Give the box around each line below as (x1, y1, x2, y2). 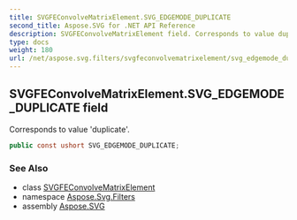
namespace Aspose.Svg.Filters (21, 191, 135, 201)
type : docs (9, 37, 49, 47)
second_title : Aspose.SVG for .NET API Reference (9, 21, 196, 30)
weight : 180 (9, 46, 53, 55)
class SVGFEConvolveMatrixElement (21, 182, 156, 193)
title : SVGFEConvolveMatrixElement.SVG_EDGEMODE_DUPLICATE (9, 12, 232, 22)
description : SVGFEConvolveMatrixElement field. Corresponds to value (9, 29, 275, 38)
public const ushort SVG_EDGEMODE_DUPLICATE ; (9, 140, 179, 150)
